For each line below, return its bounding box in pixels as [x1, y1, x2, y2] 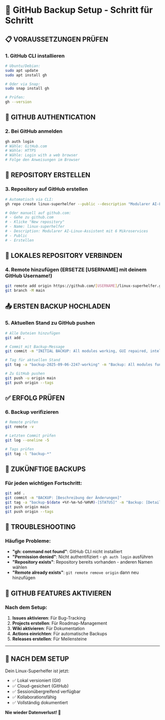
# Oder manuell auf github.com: [5, 210, 71, 216]
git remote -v [5, 424, 34, 430]
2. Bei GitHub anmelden [5, 128, 63, 135]
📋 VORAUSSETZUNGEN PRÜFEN [5, 35, 109, 43]
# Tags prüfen [5, 446, 34, 452]
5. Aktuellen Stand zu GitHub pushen [5, 319, 95, 326]
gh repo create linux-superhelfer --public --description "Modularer [5, 201, 151, 206]
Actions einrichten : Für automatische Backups [12, 631, 107, 636]
